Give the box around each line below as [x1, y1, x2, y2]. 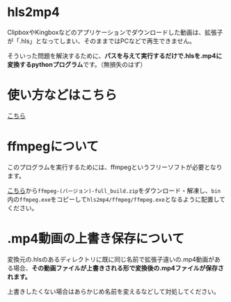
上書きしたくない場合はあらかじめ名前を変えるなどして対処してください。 [7, 287, 221, 296]
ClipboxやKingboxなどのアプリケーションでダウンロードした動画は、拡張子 [7, 28, 223, 36]
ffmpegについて [7, 138, 99, 154]
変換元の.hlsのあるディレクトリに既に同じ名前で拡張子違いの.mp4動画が [7, 255, 215, 263]
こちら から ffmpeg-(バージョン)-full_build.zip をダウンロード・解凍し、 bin [7, 186, 221, 195]
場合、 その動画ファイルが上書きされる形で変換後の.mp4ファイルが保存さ [13, 264, 224, 272]
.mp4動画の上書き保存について [7, 231, 184, 246]
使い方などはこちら [7, 88, 118, 103]
